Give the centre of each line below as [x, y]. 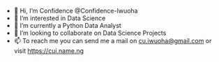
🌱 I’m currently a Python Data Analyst [68, 25]
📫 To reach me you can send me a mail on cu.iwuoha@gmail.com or [113, 41]
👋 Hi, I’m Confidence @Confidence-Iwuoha [76, 11]
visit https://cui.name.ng [49, 51]
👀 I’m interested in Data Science [60, 18]
